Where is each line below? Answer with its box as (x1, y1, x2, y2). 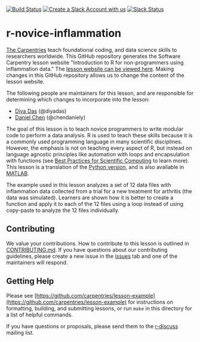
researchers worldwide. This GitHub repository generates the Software (6, 53, 181, 60)
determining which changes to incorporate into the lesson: (6, 95, 150, 103)
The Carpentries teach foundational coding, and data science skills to (6, 46, 177, 53)
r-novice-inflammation (6, 27, 122, 40)
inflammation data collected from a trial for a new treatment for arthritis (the (6, 187, 192, 195)
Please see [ (6, 292, 37, 299)
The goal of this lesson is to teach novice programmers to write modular (6, 125, 184, 133)
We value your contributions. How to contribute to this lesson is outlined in (6, 239, 189, 247)
